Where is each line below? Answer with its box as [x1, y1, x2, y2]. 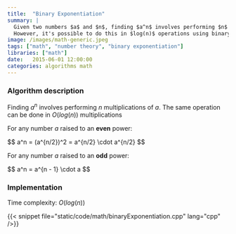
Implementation [7, 182, 63, 192]
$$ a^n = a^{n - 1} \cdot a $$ [7, 164, 91, 173]
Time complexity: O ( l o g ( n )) [7, 198, 86, 207]
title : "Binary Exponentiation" [7, 10, 105, 18]
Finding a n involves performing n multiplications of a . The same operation [7, 101, 221, 111]
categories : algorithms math [7, 63, 93, 70]
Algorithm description [7, 86, 84, 96]
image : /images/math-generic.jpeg [7, 37, 109, 44]
